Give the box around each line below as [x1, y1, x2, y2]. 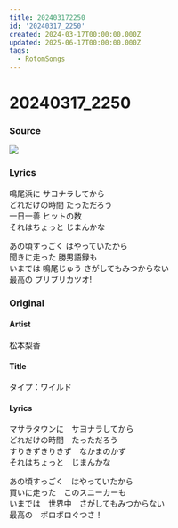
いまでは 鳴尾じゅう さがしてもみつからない [9, 262, 169, 273]
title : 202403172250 [9, 12, 86, 22]
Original [9, 296, 44, 309]
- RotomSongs [17, 54, 66, 63]
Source [9, 125, 42, 137]
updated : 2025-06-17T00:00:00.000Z [9, 37, 142, 47]
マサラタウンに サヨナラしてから [9, 424, 134, 434]
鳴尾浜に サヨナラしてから [9, 188, 105, 199]
